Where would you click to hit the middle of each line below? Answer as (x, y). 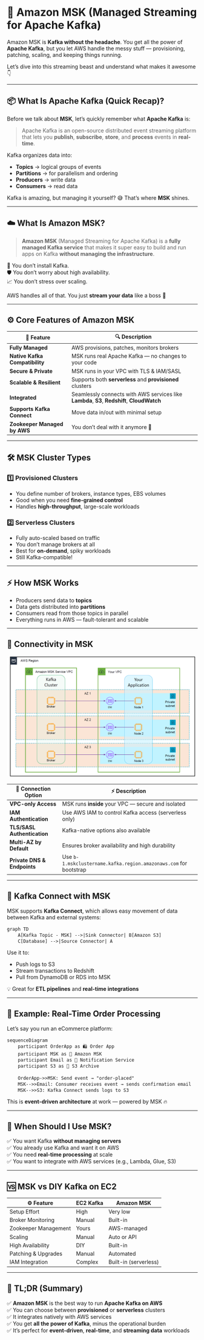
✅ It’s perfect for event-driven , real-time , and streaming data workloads (98, 1330)
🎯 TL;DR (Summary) (45, 1289)
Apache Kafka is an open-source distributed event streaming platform (109, 130)
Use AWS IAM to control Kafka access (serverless (124, 812)
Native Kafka (26, 356)
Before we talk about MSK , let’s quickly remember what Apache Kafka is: (99, 119)
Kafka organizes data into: (39, 155)
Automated (122, 1254)
